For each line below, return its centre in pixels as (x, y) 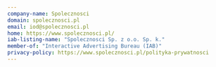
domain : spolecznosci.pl (44, 20)
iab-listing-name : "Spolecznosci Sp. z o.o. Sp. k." (86, 40)
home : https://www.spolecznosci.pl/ (61, 33)
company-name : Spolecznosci (49, 14)
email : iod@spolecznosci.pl (49, 27)
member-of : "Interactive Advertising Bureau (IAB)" (84, 46)
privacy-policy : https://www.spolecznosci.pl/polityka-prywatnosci (108, 53)
